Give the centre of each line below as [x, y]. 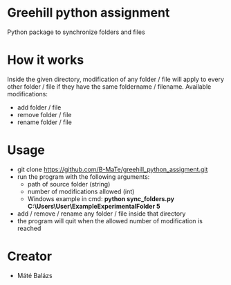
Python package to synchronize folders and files [76, 32]
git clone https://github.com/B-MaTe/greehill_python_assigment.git [112, 169]
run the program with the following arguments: [83, 176]
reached [29, 228]
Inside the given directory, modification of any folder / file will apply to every [116, 79]
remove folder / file [44, 114]
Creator [30, 256]
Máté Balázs [35, 275]
